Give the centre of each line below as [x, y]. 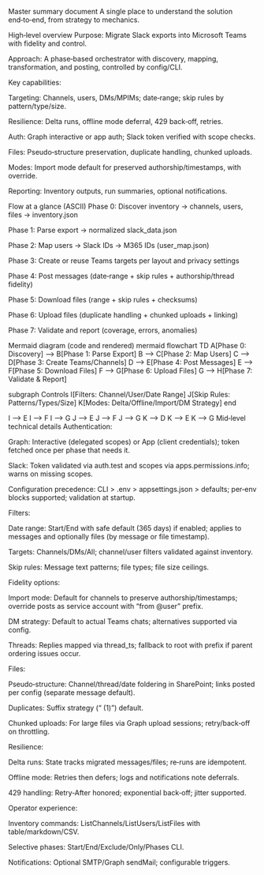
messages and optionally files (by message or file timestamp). [109, 537]
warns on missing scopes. [50, 474]
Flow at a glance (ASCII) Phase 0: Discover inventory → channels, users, [126, 206]
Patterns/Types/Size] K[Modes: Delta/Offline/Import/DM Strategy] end [122, 403]
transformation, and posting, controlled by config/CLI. [95, 67]
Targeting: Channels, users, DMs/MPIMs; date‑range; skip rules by [116, 98]
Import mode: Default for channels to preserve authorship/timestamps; [123, 598]
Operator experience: [43, 808]
